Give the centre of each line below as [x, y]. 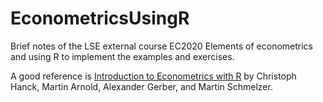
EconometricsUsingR [100, 18]
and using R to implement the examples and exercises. [122, 56]
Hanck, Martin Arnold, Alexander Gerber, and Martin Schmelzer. [141, 86]
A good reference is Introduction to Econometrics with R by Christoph [153, 76]
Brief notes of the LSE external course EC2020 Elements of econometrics [161, 46]
